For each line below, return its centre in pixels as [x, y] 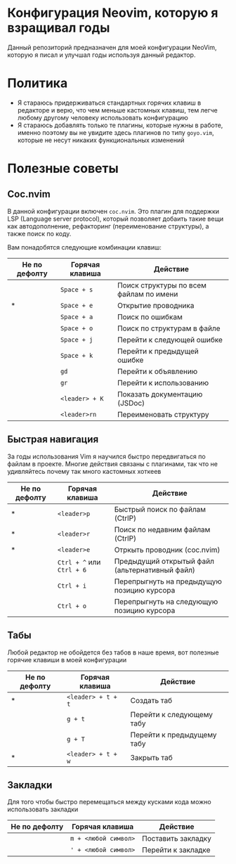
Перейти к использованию [163, 382]
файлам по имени [147, 294]
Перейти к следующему [171, 714]
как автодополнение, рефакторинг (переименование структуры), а [108, 226]
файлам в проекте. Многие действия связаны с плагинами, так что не [112, 464]
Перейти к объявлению [157, 371]
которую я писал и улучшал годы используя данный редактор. [101, 55]
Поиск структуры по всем [162, 285]
